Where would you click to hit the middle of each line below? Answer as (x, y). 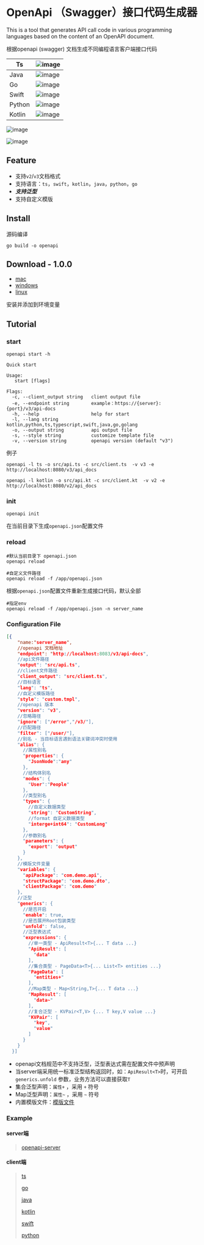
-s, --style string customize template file (83, 436)
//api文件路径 (33, 659)
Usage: (15, 376)
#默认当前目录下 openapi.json (42, 556)
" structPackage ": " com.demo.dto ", (67, 881)
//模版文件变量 (34, 864)
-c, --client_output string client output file (76, 397)
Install (18, 218)
